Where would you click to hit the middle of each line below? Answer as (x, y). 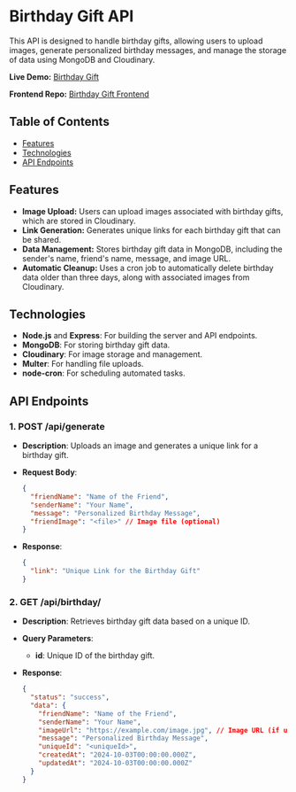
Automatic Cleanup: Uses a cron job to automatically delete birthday (148, 268)
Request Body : (49, 472)
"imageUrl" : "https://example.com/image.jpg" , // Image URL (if (159, 730)
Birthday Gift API (72, 16)
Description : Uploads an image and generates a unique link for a (140, 446)
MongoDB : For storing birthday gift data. (96, 345)
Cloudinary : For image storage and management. (112, 354)
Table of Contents (60, 122)
